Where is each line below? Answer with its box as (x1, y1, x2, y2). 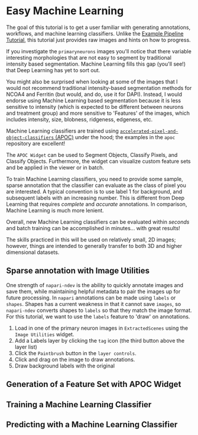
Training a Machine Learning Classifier (6, 399, 152, 410)
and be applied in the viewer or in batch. (6, 164, 105, 171)
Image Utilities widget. (14, 330, 74, 338)
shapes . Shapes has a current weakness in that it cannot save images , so (6, 300, 181, 307)
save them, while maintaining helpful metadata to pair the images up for (6, 288, 181, 295)
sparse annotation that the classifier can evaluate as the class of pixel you (6, 182, 186, 189)
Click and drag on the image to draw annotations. (14, 356, 135, 363)
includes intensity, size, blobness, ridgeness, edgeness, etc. (6, 115, 152, 123)
